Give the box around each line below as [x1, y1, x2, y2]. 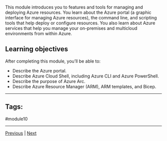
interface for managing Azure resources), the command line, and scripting [5, 15, 157, 20]
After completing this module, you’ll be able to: [5, 58, 101, 64]
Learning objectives [5, 45, 69, 54]
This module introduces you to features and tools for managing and [5, 4, 143, 10]
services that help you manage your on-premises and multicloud [5, 25, 138, 31]
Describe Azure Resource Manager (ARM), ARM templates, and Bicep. [12, 83, 157, 89]
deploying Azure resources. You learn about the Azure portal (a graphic [5, 9, 152, 15]
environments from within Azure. [5, 31, 72, 36]
